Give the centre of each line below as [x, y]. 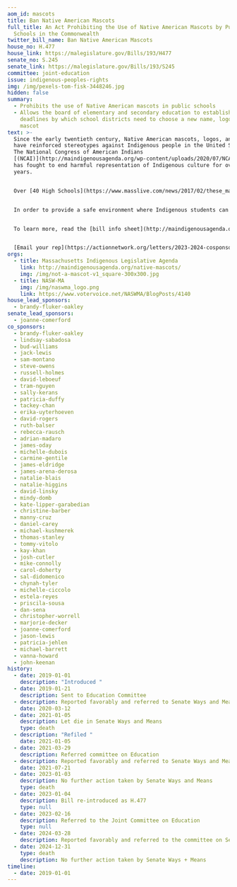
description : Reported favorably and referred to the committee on [121, 840]
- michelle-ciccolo [42, 590]
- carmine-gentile [41, 458]
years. [23, 172]
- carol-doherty [37, 571]
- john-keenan [34, 663]
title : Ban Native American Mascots [61, 21]
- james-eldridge [39, 465]
